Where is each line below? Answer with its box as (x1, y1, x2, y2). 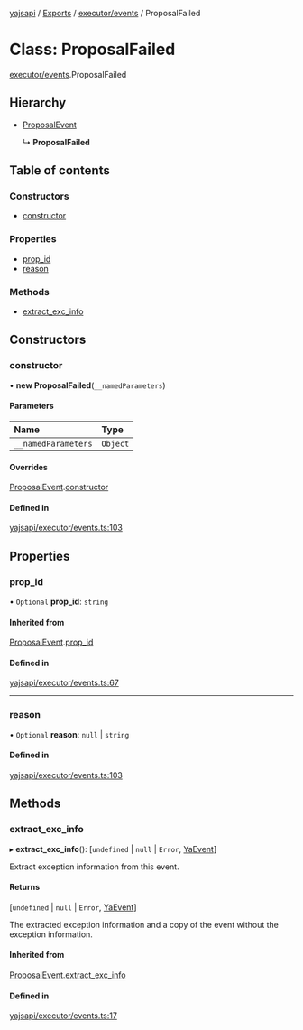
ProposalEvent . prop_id (9, 636, 94, 648)
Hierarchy (9, 95, 67, 111)
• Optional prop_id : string (9, 596, 109, 608)
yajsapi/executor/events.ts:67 (9, 677, 119, 689)
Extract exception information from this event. (9, 861, 179, 872)
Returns (9, 882, 41, 893)
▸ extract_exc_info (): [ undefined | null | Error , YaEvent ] (9, 843, 217, 854)
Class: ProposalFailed (9, 40, 176, 60)
